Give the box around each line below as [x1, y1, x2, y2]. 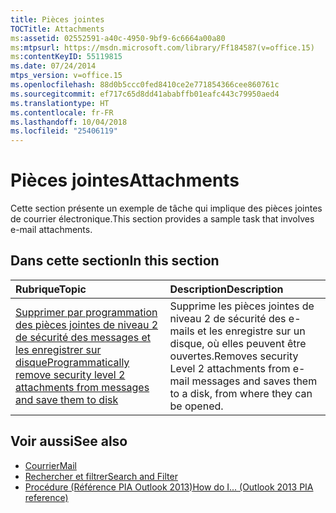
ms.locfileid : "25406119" [10, 126, 118, 136]
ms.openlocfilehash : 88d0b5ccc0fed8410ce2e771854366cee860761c [10, 80, 280, 90]
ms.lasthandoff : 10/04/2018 [10, 117, 128, 127]
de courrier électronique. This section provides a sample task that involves [10, 213, 315, 225]
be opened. [169, 399, 224, 413]
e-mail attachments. [10, 224, 93, 236]
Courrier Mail [24, 459, 77, 471]
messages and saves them [191, 374, 318, 388]
